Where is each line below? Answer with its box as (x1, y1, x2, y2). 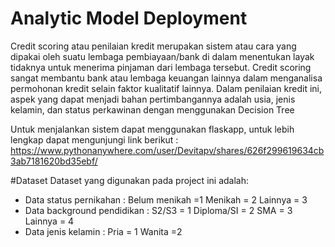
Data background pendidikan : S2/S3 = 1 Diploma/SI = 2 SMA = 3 (24, 204, 293, 216)
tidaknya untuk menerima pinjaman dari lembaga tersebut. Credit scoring (10, 61, 312, 73)
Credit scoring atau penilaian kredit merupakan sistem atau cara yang (10, 40, 297, 52)
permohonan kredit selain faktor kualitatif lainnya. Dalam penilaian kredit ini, (10, 82, 323, 94)
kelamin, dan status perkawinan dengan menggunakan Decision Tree (10, 103, 295, 116)
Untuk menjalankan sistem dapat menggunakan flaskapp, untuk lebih (10, 123, 295, 135)
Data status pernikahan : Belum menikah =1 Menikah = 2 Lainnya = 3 (24, 193, 308, 206)
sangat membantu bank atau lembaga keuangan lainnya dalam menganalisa (10, 72, 323, 84)
